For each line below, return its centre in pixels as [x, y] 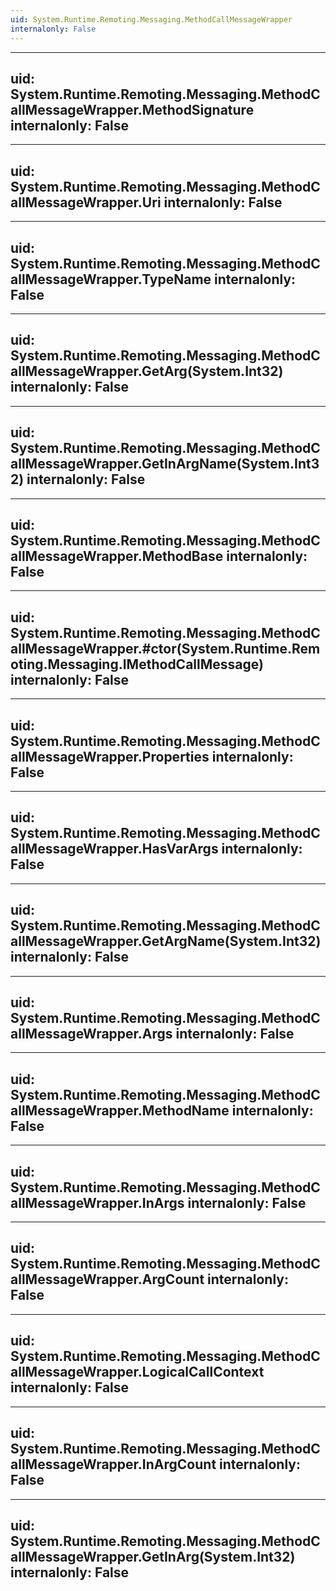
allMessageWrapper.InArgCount [113, 1464]
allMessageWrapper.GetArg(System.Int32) [147, 371]
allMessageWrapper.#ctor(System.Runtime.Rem [165, 648]
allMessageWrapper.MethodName [120, 1110]
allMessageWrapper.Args [91, 1034]
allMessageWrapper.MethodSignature [132, 109]
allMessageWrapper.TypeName [111, 279]
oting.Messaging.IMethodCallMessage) [137, 664]
